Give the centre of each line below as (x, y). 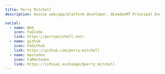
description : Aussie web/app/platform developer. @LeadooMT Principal (79, 14)
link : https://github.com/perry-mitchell (57, 50)
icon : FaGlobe (28, 32)
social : (13, 23)
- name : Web (22, 27)
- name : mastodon (27, 55)
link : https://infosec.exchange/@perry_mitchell (65, 64)
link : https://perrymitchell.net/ (49, 37)
